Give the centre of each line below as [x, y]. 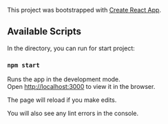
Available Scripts [44, 31]
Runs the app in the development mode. [64, 79]
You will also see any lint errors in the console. [73, 114]
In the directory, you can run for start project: [71, 48]
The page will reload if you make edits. [62, 100]
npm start [23, 65]
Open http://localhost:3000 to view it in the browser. [81, 87]
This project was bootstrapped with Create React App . [84, 10]
